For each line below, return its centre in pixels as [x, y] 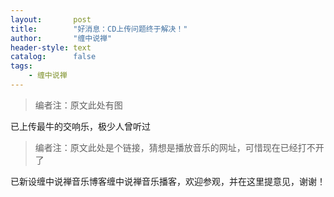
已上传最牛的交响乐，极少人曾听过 [80, 126]
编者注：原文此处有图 [78, 105]
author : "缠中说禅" [61, 38]
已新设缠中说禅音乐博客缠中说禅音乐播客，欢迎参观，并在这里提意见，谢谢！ [168, 181]
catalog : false [53, 57]
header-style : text [51, 47]
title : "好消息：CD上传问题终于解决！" [99, 29]
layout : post [51, 19]
